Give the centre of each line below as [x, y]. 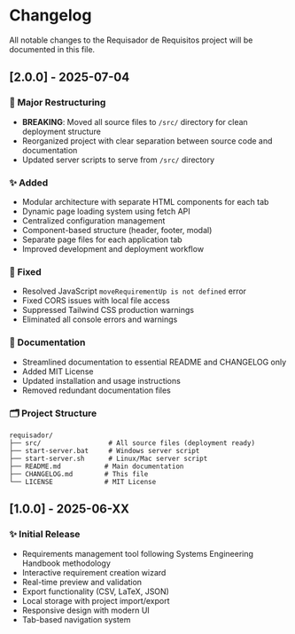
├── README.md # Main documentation [97, 466]
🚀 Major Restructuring [58, 103]
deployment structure [62, 131]
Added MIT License [58, 371]
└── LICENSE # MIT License [83, 481]
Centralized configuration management [93, 220]
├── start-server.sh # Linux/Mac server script [109, 458]
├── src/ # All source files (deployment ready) [132, 443]
